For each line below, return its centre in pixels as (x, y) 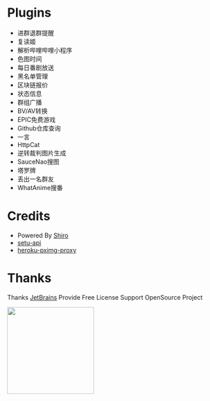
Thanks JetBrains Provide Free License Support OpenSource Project (105, 297)
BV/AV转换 (32, 111)
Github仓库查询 (39, 128)
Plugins (29, 13)
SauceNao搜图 (38, 162)
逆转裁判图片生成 (42, 153)
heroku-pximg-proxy (47, 250)
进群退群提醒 (35, 33)
